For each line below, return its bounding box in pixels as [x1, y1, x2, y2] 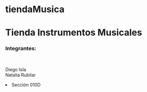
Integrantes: [5, 45, 37, 52]
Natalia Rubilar [5, 72, 36, 78]
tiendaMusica [5, 4, 65, 15]
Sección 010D [12, 81, 41, 87]
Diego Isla [5, 66, 26, 72]
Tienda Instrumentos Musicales [5, 27, 142, 39]
